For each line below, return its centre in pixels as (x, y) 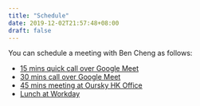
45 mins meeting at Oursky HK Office (81, 85)
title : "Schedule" (39, 16)
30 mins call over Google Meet (70, 77)
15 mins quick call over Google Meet (79, 69)
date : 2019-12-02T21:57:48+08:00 (64, 23)
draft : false (30, 30)
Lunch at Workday (50, 94)
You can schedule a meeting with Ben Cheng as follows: (100, 53)
